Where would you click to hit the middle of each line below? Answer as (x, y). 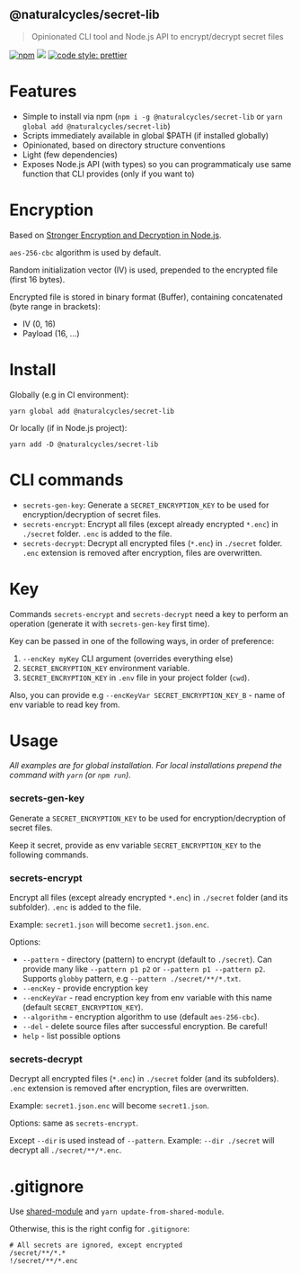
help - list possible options (71, 1036)
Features (43, 91)
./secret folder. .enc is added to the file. (97, 534)
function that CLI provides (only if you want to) (108, 174)
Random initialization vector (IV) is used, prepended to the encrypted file (144, 270)
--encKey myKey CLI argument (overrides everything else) (128, 658)
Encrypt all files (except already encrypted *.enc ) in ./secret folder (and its (149, 898)
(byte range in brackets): (55, 306)
